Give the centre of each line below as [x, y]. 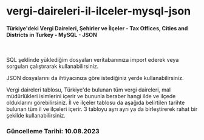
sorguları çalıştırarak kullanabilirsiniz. [53, 66]
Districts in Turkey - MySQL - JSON [52, 35]
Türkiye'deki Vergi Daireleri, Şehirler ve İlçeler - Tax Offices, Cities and [97, 28]
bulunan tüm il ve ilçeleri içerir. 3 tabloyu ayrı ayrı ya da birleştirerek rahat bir [102, 109]
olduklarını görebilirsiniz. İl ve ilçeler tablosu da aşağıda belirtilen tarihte [96, 103]
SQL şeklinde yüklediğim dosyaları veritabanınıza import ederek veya [93, 60]
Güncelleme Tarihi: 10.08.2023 [53, 132]
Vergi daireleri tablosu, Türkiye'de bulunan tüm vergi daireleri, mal [89, 90]
